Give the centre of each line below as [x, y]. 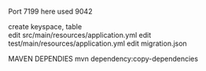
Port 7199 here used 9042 [50, 11]
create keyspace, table [45, 26]
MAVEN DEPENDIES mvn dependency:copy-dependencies [103, 59]
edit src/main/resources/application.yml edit [80, 35]
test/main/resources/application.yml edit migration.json [97, 43]
